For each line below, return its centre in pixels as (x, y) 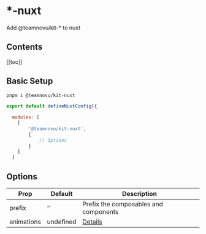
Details (92, 222)
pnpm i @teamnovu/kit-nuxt (41, 95)
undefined (62, 222)
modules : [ (26, 117)
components (101, 212)
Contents (25, 47)
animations (25, 222)
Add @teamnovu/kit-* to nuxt (44, 28)
